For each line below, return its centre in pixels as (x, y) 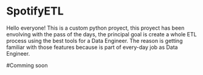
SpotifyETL (35, 11)
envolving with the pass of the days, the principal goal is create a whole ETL (101, 34)
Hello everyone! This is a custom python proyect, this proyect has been (95, 28)
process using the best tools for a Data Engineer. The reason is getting (95, 41)
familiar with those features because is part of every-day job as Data (92, 47)
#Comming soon (27, 65)
